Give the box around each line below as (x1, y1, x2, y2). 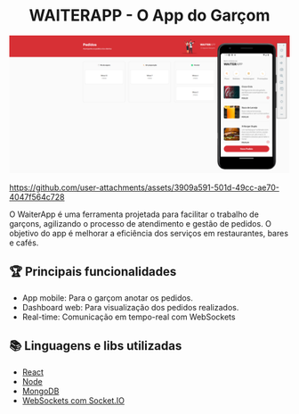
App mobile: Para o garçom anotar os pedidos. (21, 292, 194, 303)
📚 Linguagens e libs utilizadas (9, 338, 182, 353)
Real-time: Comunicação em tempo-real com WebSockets (21, 311, 236, 322)
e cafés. (9, 237, 39, 248)
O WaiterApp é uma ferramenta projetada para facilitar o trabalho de (9, 209, 260, 219)
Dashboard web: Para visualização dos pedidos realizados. (21, 302, 239, 312)
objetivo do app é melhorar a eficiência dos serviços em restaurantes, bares (9, 228, 289, 239)
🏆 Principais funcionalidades (9, 264, 177, 279)
